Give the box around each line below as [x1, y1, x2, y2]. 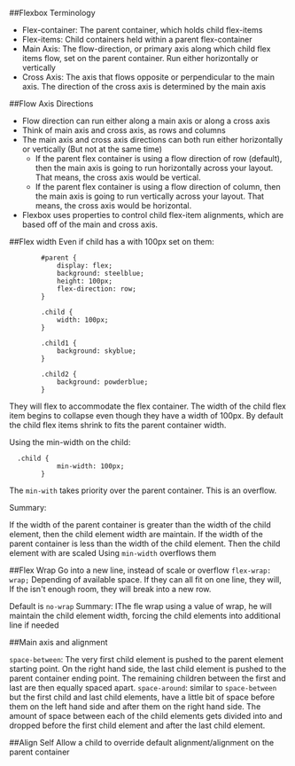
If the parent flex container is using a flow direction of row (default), [35, 153, 283, 163]
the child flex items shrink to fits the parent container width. [9, 420, 227, 430]
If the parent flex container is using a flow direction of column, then [35, 182, 281, 191]
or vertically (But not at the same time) [21, 144, 162, 154]
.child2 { [41, 370, 77, 379]
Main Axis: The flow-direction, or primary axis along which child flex [21, 43, 271, 54]
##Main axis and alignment [9, 637, 108, 647]
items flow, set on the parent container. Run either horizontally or [21, 53, 259, 63]
